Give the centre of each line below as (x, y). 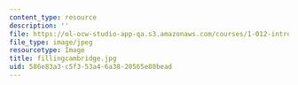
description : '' (39, 26)
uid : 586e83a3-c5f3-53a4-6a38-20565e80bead (91, 67)
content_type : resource (53, 17)
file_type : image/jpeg (51, 42)
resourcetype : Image (47, 50)
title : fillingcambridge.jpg (63, 58)
